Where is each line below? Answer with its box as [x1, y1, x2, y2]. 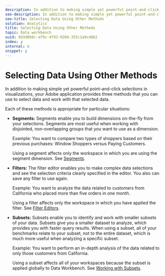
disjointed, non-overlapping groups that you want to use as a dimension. [12, 126, 159, 132]
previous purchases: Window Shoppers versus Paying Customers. [12, 141, 146, 147]
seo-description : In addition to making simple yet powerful [5, 12, 133, 17]
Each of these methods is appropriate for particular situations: [5, 106, 131, 112]
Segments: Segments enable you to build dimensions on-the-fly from [12, 115, 154, 121]
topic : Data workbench [5, 30, 52, 35]
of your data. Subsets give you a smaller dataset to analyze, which [12, 220, 147, 226]
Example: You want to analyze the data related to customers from [12, 185, 145, 191]
